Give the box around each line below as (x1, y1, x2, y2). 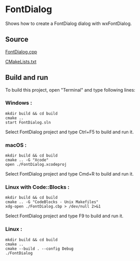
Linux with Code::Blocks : (5, 184, 69, 191)
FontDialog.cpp (5, 48, 37, 54)
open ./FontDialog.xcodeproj (5, 162, 67, 167)
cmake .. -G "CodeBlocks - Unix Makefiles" (5, 199, 99, 205)
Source (5, 35, 29, 44)
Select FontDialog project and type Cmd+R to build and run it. (5, 171, 134, 177)
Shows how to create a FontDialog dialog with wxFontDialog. (5, 20, 132, 26)
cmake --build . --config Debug (5, 246, 74, 251)
